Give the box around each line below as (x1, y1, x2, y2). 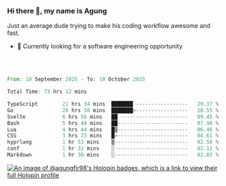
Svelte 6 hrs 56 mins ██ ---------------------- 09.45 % (7, 113, 219, 120)
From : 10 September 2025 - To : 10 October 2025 (7, 76, 146, 83)
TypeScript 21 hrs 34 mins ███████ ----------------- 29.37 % (7, 101, 219, 108)
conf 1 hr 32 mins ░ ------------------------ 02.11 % (7, 145, 219, 152)
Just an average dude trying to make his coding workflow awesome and (7, 22, 211, 30)
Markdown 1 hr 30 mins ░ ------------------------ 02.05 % (7, 152, 219, 159)
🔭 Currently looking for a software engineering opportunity (16, 42, 183, 51)
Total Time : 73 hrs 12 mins (7, 88, 88, 95)
